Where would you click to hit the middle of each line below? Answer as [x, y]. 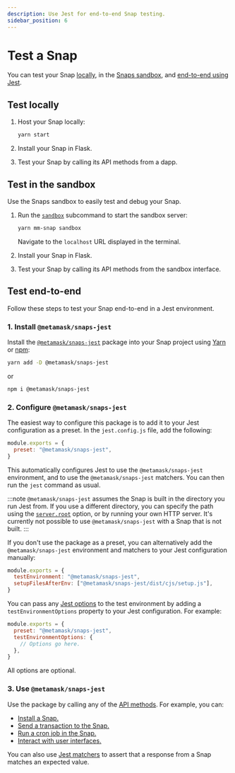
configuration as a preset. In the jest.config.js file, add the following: [110, 430]
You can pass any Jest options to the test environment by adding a [104, 604]
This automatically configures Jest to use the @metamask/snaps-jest [105, 470]
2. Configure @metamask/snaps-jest [67, 407]
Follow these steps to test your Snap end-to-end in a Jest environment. [111, 308]
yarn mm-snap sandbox [49, 228]
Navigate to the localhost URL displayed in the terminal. [99, 241]
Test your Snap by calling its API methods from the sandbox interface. [119, 269]
